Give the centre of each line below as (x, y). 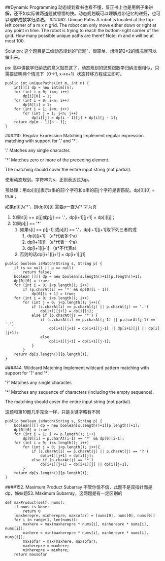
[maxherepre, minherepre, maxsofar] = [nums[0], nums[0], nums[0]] (84, 516)
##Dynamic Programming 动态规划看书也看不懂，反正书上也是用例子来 (77, 7)
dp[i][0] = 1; (37, 96)
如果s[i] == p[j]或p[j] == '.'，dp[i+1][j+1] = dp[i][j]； (64, 217)
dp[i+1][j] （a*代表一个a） (53, 242)
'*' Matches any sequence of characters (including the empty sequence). (80, 392)
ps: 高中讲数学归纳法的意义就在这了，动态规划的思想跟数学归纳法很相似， (80, 68)
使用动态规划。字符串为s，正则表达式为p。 (49, 180)
